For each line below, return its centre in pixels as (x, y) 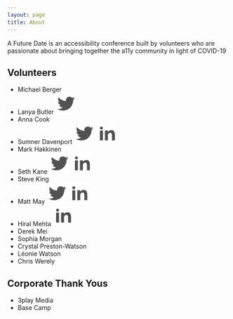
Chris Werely (36, 261)
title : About (26, 22)
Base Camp (34, 308)
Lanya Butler (36, 112)
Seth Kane (32, 171)
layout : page (26, 15)
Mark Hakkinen (39, 149)
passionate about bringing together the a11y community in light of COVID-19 (117, 51)
